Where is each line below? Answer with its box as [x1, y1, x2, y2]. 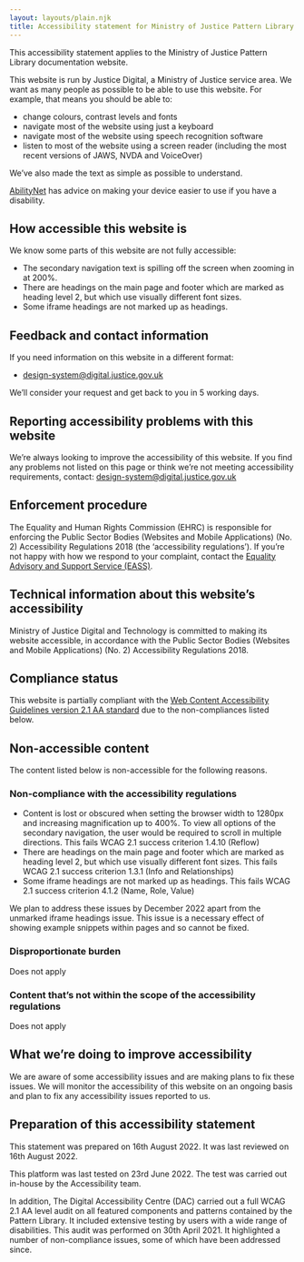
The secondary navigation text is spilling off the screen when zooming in [22, 263, 295, 274]
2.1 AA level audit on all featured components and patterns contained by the [9, 1205, 293, 1216]
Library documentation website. [9, 56, 129, 67]
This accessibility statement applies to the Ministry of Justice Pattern [9, 46, 268, 57]
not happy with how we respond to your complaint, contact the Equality [9, 550, 277, 561]
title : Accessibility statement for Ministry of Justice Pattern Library [9, 22, 295, 31]
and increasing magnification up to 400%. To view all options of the [22, 818, 277, 829]
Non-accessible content [9, 741, 150, 756]
